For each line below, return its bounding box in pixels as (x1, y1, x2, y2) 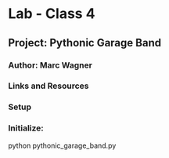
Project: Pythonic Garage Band (8, 36, 162, 50)
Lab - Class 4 (8, 5, 95, 23)
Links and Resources (8, 80, 89, 91)
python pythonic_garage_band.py (8, 141, 117, 150)
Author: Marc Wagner (8, 60, 92, 71)
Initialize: (8, 123, 45, 134)
